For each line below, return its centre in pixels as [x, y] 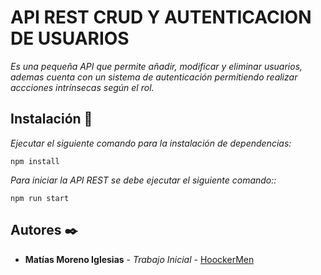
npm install [35, 161]
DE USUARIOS [70, 38]
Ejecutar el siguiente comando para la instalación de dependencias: [151, 143]
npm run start [40, 198]
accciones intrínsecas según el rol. [82, 87]
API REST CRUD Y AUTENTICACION [161, 17]
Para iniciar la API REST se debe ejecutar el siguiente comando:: [143, 180]
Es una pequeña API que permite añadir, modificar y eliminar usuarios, [156, 66]
